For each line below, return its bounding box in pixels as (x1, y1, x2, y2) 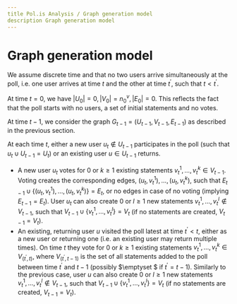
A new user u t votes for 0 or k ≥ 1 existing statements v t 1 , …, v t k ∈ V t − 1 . (17, 164, 226, 176)
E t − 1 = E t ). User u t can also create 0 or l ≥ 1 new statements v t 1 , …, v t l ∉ (17, 196, 227, 207)
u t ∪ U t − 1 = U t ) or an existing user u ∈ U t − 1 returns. (7, 149, 161, 159)
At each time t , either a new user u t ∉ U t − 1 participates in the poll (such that (7, 140, 230, 151)
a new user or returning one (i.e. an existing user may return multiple (17, 234, 217, 242)
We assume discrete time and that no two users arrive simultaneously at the (7, 71, 228, 79)
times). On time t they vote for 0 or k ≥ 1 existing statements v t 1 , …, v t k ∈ (17, 242, 228, 253)
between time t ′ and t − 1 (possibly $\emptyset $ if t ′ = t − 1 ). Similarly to (17, 261, 226, 271)
